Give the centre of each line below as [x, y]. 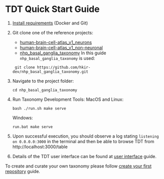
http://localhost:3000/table [40, 147]
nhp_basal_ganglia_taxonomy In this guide [63, 53]
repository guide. [23, 171]
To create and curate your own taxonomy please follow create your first [78, 166]
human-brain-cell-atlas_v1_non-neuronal [61, 47]
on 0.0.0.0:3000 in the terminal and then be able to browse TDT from [83, 141]
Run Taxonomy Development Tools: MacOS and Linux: [68, 99]
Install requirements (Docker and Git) [50, 23]
